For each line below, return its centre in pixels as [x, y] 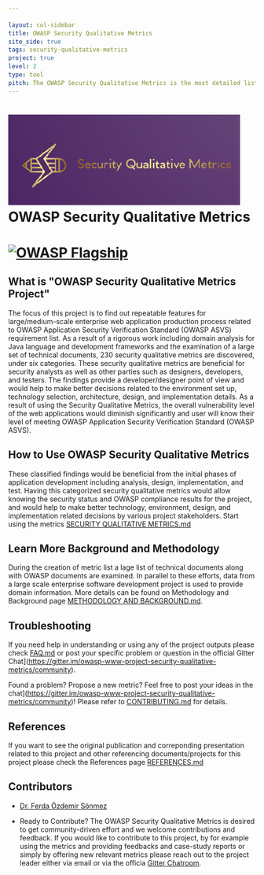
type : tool [26, 75]
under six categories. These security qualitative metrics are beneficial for [126, 363]
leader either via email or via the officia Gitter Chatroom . [110, 862]
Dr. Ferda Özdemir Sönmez [63, 806]
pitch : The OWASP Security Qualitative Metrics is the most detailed [125, 83]
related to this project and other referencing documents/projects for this [125, 754]
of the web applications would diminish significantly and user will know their [131, 413]
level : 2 [22, 67]
